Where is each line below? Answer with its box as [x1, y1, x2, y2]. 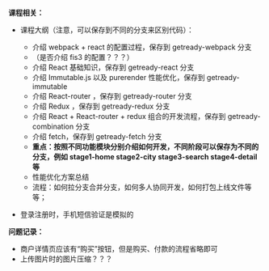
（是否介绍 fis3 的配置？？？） [32, 53, 135, 61]
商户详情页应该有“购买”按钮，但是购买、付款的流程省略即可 [19, 244, 218, 253]
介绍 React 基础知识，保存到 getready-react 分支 [32, 62, 195, 72]
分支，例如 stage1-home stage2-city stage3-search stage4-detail [32, 152, 258, 161]
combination [32, 121, 74, 131]
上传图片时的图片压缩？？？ [19, 254, 113, 264]
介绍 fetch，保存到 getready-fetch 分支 [32, 132, 162, 141]
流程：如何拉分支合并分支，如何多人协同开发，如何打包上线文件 [32, 182, 245, 192]
